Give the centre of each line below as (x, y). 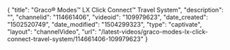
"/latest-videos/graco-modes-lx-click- (153, 32)
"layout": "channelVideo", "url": (52, 32)
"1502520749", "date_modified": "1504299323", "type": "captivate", (105, 24)
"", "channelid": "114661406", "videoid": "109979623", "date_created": (108, 17)
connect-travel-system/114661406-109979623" (76, 39)
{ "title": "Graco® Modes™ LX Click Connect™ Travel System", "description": (116, 10)
